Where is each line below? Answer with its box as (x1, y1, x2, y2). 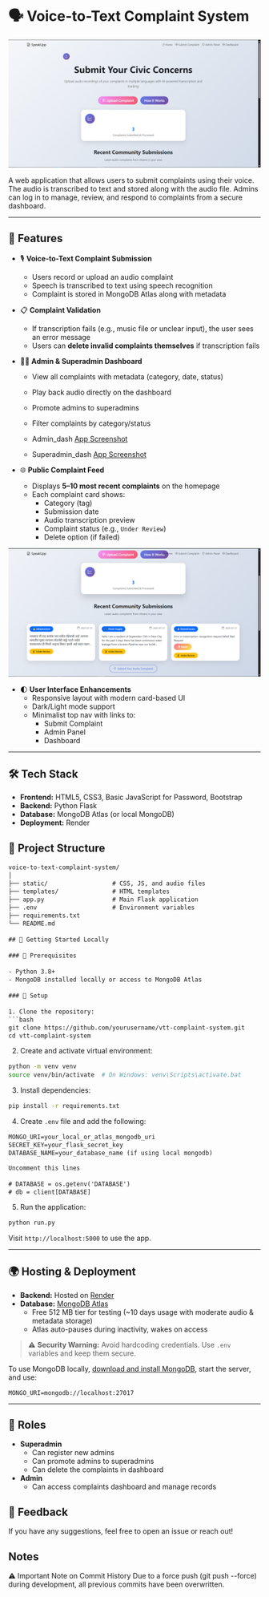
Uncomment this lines (8, 1164, 81, 1172)
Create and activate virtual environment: (19, 1046, 153, 1056)
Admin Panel (43, 727, 86, 737)
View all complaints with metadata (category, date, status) (31, 371, 224, 382)
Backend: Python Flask (19, 801, 98, 811)
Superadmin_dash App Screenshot (31, 449, 147, 459)
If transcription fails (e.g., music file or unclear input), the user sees (31, 323, 254, 334)
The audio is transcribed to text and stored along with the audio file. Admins (8, 184, 259, 193)
